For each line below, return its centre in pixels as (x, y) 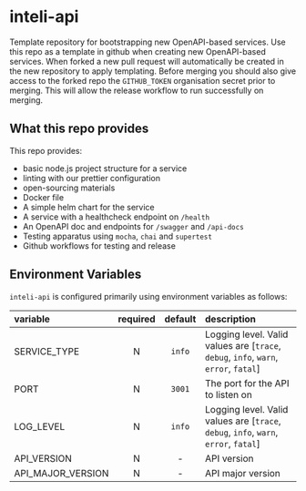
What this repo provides (79, 129)
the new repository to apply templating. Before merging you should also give (153, 71)
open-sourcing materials (69, 188)
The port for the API (247, 383)
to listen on (228, 394)
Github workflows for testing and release (99, 245)
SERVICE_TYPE (47, 351)
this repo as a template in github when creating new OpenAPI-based (138, 51)
